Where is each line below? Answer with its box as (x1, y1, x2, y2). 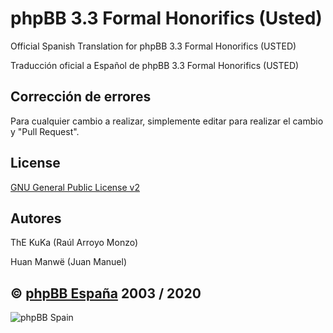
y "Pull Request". (10, 125, 80, 137)
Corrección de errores (10, 88, 152, 106)
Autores (10, 210, 62, 227)
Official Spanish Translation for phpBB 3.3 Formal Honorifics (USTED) (10, 40, 297, 52)
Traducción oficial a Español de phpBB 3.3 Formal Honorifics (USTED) (10, 59, 300, 71)
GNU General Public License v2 (10, 181, 140, 193)
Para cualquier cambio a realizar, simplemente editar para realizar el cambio (10, 115, 324, 127)
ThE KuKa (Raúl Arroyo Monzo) (10, 237, 139, 249)
